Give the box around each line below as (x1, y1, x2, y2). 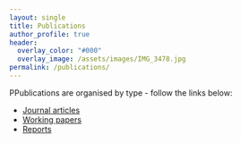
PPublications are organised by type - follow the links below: (9, 87, 233, 98)
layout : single (9, 13, 66, 22)
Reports (22, 123, 52, 134)
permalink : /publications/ (9, 63, 110, 72)
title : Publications (9, 21, 87, 30)
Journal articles (22, 105, 81, 115)
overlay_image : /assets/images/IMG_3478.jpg (17, 55, 186, 63)
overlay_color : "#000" (17, 46, 102, 55)
